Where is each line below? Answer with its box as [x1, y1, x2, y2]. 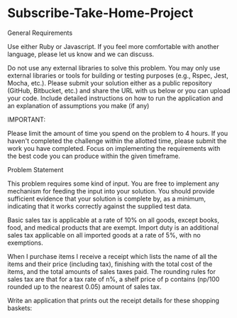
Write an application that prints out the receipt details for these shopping [7, 296, 220, 304]
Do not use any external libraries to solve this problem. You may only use [7, 63, 221, 72]
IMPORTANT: [7, 115, 46, 124]
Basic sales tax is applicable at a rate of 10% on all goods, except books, [7, 216, 220, 224]
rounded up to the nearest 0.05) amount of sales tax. [7, 282, 162, 291]
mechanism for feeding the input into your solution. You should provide [7, 186, 215, 195]
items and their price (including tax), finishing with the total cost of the [7, 260, 213, 268]
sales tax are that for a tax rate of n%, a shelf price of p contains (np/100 [7, 275, 220, 283]
